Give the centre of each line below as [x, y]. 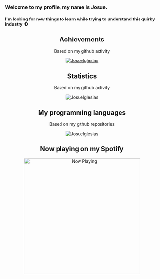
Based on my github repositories [82, 124]
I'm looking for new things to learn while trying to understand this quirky [80, 19]
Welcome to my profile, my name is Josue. [56, 7]
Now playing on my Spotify [82, 149]
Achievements [82, 39]
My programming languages [82, 112]
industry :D [17, 24]
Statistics [82, 76]
